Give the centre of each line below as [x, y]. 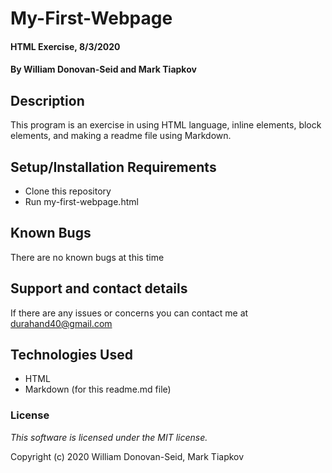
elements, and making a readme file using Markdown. [121, 136]
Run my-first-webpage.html [81, 201]
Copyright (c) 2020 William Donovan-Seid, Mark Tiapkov [127, 456]
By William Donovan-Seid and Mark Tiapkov [103, 69]
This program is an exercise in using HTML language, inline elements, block [166, 125]
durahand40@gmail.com [61, 323]
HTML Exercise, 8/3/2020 [65, 46]
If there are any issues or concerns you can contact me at [129, 313]
